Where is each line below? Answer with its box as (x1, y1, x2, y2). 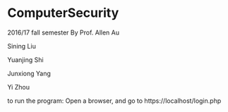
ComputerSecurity (7, 5, 119, 21)
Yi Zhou (7, 82, 30, 91)
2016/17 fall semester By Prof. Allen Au (7, 28, 120, 37)
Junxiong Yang (7, 69, 51, 77)
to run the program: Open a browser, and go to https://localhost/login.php (7, 97, 222, 105)
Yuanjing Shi (7, 55, 44, 64)
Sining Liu (7, 42, 37, 50)
